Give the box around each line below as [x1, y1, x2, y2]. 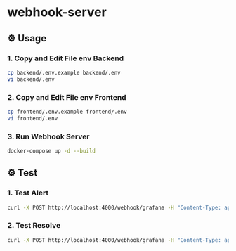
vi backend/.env [7, 75, 55, 83]
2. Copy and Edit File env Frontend [7, 92, 126, 102]
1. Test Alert [7, 188, 49, 198]
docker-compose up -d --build [7, 147, 96, 155]
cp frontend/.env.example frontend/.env [7, 108, 128, 115]
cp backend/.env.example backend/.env [7, 69, 121, 76]
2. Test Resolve [7, 221, 61, 231]
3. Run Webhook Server [7, 131, 90, 141]
